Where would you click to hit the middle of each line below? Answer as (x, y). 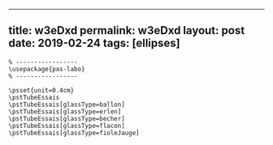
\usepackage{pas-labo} (47, 69)
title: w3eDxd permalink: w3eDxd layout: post (127, 30)
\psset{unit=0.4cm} (41, 90)
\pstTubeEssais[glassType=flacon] (67, 126)
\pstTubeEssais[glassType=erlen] (65, 111)
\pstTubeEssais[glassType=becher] (67, 118)
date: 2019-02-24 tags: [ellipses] (94, 43)
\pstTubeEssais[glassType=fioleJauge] (74, 133)
